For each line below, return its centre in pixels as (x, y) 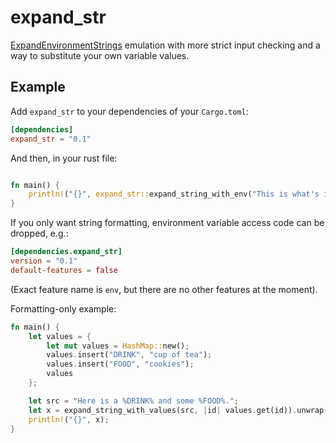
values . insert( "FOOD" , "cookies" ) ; (120, 364)
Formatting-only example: (63, 308)
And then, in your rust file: (64, 158)
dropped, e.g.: (39, 233)
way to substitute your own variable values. (100, 55)
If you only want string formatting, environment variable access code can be (167, 223)
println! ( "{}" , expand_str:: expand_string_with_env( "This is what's (174, 194)
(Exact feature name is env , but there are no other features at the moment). (164, 289)
